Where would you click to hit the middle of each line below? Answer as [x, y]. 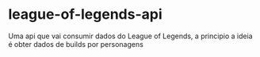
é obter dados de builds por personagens [76, 44]
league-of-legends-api [85, 14]
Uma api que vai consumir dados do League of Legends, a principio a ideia [130, 36]
